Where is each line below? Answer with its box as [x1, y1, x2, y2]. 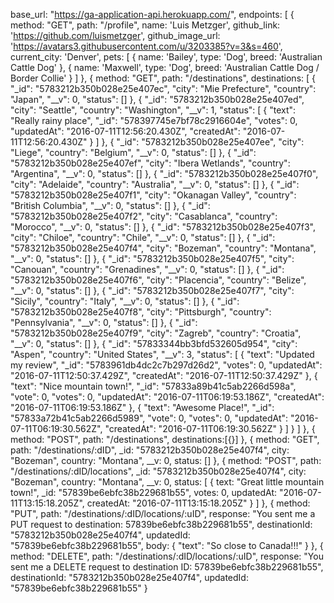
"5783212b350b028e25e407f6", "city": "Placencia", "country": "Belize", [10, 274, 307, 286]
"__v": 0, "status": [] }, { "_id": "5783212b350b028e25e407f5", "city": [10, 253, 295, 264]
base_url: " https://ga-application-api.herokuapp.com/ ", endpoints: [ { [10, 9, 295, 20]
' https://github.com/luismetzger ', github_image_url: [10, 30, 221, 41]
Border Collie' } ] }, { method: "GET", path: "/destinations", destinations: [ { [10, 72, 316, 84]
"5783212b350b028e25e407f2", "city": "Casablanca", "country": [10, 210, 278, 222]
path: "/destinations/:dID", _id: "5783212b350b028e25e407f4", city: [10, 444, 290, 456]
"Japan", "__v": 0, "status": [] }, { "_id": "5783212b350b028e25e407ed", [10, 94, 305, 105]
